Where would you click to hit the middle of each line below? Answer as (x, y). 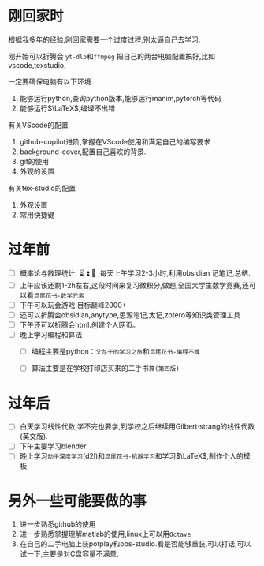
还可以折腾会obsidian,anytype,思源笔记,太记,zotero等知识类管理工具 (130, 315)
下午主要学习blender (53, 446)
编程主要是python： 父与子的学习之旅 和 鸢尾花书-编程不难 (115, 351)
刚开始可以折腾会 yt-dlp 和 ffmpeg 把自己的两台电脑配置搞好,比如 (112, 56)
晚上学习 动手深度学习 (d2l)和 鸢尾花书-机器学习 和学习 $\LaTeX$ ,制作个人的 (132, 456)
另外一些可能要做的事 (78, 501)
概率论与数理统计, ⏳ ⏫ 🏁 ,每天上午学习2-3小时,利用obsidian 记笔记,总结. (135, 272)
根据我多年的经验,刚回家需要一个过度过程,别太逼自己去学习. (104, 39)
